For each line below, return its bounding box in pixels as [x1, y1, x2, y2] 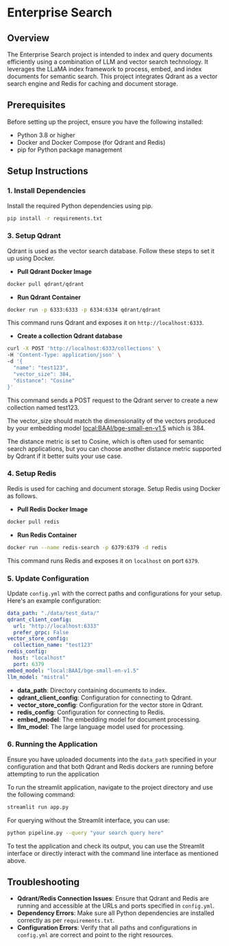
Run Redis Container [16, 531, 77, 539]
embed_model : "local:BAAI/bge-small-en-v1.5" [7, 667, 139, 674]
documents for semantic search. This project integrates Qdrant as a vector [7, 72, 218, 80]
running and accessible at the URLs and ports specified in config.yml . [16, 901, 215, 910]
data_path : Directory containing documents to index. [16, 686, 167, 694]
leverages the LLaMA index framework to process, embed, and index [7, 65, 202, 73]
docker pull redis [7, 518, 60, 525]
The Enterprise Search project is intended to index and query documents [7, 50, 213, 58]
